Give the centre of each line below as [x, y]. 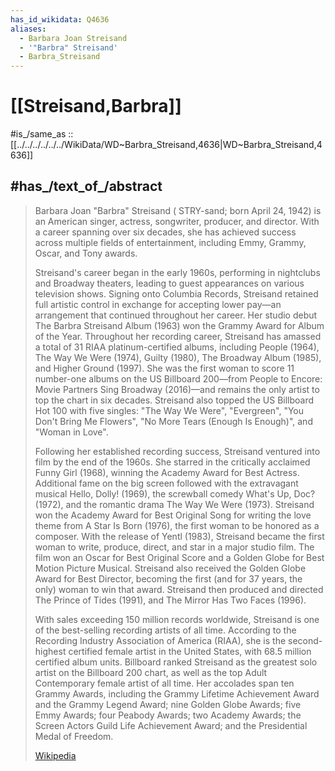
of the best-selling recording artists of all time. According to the [165, 630]
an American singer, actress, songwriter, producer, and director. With [177, 221]
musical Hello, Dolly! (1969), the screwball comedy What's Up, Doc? [175, 493]
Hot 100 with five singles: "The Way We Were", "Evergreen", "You [169, 410]
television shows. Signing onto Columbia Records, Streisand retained [176, 293]
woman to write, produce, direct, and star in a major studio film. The [174, 547]
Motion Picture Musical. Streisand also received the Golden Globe [170, 568]
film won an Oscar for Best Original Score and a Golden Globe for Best [179, 557]
